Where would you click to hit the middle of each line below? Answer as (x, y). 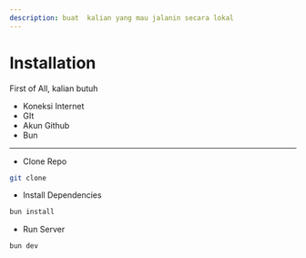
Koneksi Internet (53, 106)
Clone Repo (45, 161)
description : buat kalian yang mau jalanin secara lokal (122, 18)
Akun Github (46, 125)
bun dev (24, 246)
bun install (32, 212)
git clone (28, 178)
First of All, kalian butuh (54, 88)
